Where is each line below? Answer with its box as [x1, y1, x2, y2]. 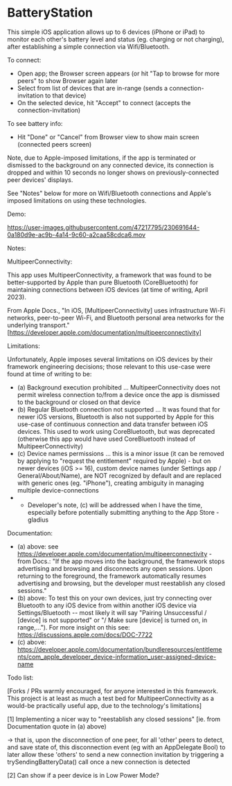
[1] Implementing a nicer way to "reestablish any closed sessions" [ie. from [7, 715, 221, 723]
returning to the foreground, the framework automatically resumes [17, 572, 206, 580]
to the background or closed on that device [17, 398, 141, 406]
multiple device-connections [17, 486, 99, 494]
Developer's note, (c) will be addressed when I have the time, [27, 500, 203, 509]
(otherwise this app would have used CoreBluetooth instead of [17, 435, 196, 443]
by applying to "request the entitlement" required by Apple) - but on [17, 457, 211, 465]
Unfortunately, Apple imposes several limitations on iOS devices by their [7, 355, 213, 363]
